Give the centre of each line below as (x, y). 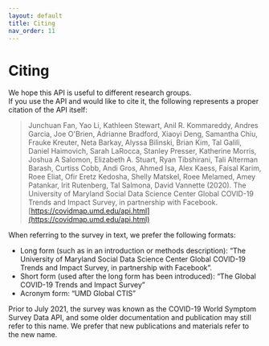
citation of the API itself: (48, 110)
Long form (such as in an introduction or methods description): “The (133, 251)
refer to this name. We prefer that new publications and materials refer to (129, 326)
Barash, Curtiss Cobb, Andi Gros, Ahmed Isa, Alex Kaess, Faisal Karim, (145, 168)
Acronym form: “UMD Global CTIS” (78, 294)
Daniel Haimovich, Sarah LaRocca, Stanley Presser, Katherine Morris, (142, 151)
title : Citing (32, 23)
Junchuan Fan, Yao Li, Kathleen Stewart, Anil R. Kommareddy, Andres (143, 126)
